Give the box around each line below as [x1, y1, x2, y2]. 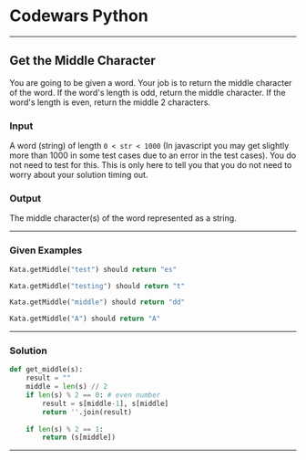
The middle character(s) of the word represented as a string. [9, 213, 237, 224]
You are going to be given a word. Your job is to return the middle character [9, 77, 292, 88]
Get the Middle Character [9, 53, 157, 68]
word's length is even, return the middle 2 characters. [9, 97, 211, 108]
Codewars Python [9, 5, 148, 26]
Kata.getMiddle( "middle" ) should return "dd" [9, 298, 185, 307]
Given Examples [9, 244, 83, 256]
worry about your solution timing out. [9, 170, 148, 181]
